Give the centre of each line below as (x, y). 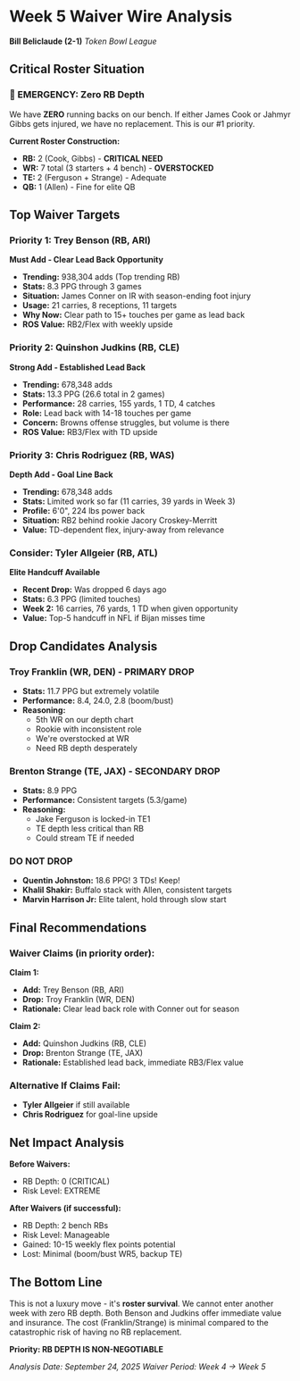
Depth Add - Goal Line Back (61, 474)
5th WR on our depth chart (84, 719)
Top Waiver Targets (65, 215)
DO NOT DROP (41, 861)
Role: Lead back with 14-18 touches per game (107, 413)
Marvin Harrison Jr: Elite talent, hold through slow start (124, 900)
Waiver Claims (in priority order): (82, 953)
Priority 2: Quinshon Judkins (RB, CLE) (95, 347)
